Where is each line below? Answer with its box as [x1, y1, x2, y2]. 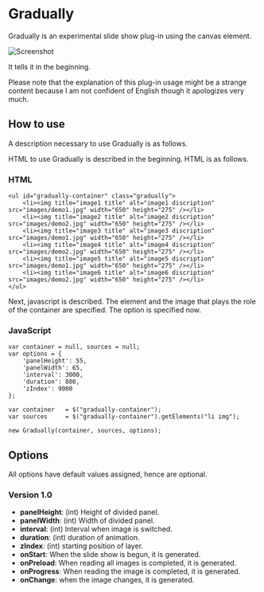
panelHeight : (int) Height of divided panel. [19, 508, 160, 517]
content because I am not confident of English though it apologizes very [8, 85, 245, 96]
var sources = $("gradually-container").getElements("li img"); [8, 413, 240, 421]
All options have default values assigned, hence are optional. [8, 469, 208, 479]
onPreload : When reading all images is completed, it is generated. [19, 559, 237, 568]
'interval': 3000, [22, 371, 83, 379]
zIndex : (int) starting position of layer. [19, 541, 144, 551]
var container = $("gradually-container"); [8, 406, 161, 414]
